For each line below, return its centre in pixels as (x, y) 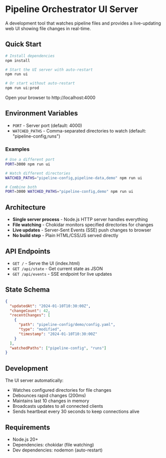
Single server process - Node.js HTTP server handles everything (80, 219)
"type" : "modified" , (40, 329)
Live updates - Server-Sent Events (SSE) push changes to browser (82, 230)
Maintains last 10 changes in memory (51, 401)
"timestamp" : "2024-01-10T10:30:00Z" (58, 334)
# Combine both (21, 187)
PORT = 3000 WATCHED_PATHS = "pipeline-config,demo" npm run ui (69, 192)
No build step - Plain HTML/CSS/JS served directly (65, 236)
